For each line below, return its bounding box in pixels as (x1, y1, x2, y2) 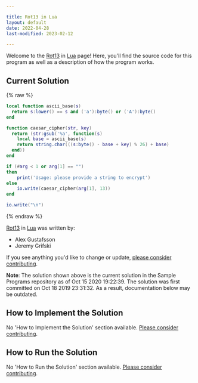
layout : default (6, 19, 47, 26)
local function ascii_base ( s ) (6, 103, 82, 109)
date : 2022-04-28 (6, 25, 49, 31)
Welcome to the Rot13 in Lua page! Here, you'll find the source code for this (6, 52, 192, 60)
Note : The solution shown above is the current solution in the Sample (6, 272, 176, 279)
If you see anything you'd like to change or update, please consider (6, 254, 172, 261)
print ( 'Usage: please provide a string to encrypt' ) (17, 174, 151, 181)
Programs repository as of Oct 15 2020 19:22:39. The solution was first (6, 278, 180, 285)
